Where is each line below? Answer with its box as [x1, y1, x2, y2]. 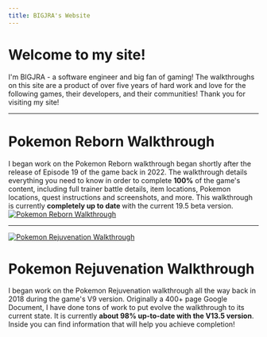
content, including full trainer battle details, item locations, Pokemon [8, 184, 231, 193]
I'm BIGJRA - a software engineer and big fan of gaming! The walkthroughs [8, 72, 255, 82]
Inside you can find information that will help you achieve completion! [8, 320, 236, 329]
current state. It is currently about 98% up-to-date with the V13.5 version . [8, 311, 254, 321]
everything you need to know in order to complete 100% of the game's [8, 175, 241, 185]
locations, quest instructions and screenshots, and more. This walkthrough [8, 192, 253, 202]
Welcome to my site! [8, 45, 146, 63]
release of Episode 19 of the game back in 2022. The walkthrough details [8, 167, 248, 177]
